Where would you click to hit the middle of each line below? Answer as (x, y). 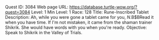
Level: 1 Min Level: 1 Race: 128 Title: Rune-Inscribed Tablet (90, 12)
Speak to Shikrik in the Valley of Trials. (44, 33)
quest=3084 (18, 12)
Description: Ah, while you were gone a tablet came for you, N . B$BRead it (79, 17)
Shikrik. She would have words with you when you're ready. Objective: (76, 27)
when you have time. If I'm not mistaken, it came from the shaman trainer (79, 22)
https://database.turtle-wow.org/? (103, 7)
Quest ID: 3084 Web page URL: (37, 7)
